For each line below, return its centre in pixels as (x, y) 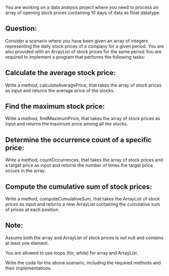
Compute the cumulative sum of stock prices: (79, 187)
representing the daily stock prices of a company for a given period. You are (85, 46)
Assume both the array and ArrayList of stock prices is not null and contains (85, 238)
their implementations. (29, 268)
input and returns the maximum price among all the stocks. (67, 124)
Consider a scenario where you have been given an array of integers (77, 41)
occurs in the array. (26, 171)
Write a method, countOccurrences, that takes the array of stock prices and (84, 160)
